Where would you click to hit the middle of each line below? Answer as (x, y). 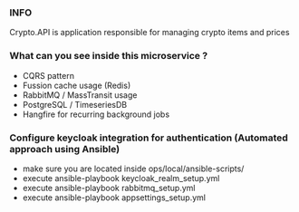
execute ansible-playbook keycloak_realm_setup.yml (121, 178)
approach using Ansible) (65, 149)
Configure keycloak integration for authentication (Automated (149, 138)
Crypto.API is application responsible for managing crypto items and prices (149, 33)
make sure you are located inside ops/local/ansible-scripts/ (133, 169)
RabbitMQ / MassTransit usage (80, 95)
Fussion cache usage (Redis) (77, 85)
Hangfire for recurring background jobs (96, 114)
